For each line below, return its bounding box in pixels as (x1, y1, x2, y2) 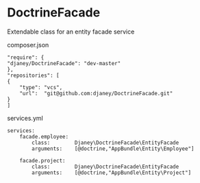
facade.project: (19, 157, 66, 164)
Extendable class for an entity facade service (7, 27, 135, 36)
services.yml (7, 114, 43, 122)
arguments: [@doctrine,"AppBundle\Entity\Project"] (32, 169, 192, 176)
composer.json (7, 40, 49, 49)
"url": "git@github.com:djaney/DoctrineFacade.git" (19, 90, 173, 97)
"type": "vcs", (19, 84, 63, 90)
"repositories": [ (7, 72, 60, 79)
